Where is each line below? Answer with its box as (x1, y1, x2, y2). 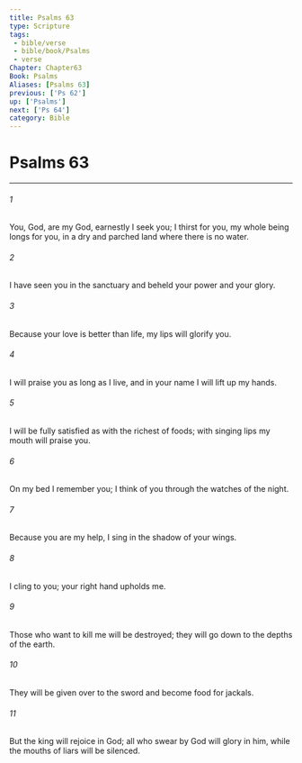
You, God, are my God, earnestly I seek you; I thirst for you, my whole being (9, 222, 289, 232)
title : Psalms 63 (9, 13, 75, 23)
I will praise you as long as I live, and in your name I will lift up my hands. (9, 377, 277, 387)
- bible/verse (13, 38, 67, 48)
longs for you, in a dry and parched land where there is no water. (9, 232, 249, 242)
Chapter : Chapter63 (9, 64, 83, 73)
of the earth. (9, 639, 56, 649)
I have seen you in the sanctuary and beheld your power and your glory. (9, 280, 276, 291)
